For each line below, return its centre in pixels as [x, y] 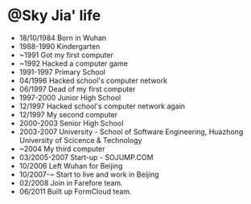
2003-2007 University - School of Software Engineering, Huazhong [131, 132]
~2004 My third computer [62, 149]
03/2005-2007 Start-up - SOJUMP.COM [86, 157]
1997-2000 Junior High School [70, 97]
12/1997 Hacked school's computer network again [102, 106]
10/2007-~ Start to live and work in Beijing [89, 174]
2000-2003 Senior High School [71, 123]
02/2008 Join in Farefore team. [71, 182]
